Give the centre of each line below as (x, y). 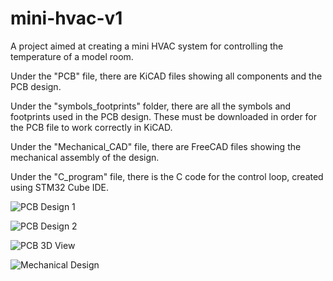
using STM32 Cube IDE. (60, 187)
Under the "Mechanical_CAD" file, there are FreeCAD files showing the (156, 146)
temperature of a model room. (72, 56)
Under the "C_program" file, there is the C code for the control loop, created (167, 176)
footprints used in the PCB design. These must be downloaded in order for (164, 116)
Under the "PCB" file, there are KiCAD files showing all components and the (166, 76)
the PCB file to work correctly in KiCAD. (91, 127)
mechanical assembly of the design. (85, 157)
